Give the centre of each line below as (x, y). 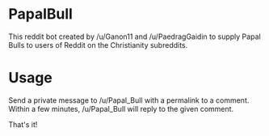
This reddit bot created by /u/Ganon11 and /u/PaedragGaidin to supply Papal (134, 36)
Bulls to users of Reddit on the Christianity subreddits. (98, 45)
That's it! (23, 124)
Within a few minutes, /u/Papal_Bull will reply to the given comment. (121, 108)
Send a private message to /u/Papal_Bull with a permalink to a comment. (129, 100)
